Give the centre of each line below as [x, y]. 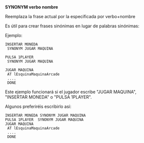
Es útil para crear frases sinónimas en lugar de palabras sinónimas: [72, 26]
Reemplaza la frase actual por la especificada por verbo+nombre [70, 16]
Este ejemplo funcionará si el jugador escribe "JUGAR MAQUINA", [71, 92]
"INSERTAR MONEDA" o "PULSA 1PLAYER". [48, 97]
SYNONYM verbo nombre [32, 7]
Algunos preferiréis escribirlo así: [38, 106]
